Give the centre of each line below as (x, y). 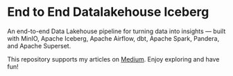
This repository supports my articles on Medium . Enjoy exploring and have (113, 59)
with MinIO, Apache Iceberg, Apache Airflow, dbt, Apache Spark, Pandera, (113, 38)
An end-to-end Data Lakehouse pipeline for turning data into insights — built (116, 31)
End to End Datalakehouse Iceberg (108, 12)
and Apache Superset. (39, 46)
